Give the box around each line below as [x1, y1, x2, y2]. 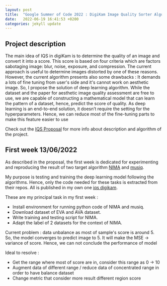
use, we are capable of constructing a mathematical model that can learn [5, 95, 155, 101]
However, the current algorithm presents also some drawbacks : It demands [5, 74, 161, 80]
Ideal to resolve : [5, 250, 39, 256]
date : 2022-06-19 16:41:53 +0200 [5, 16, 79, 21]
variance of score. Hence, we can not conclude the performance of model [5, 240, 158, 246]
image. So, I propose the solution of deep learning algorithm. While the [5, 85, 150, 91]
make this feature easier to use [5, 117, 69, 123]
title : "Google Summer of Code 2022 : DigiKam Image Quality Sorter [5, 12, 153, 17]
